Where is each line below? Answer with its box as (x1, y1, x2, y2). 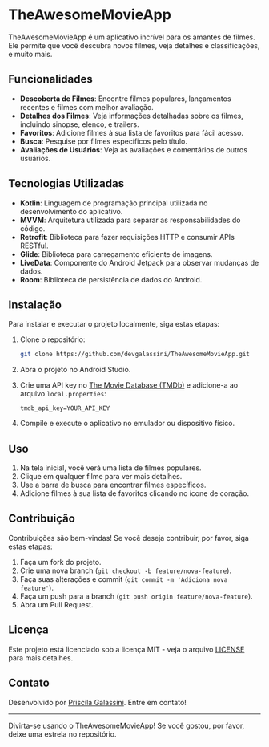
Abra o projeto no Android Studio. (19, 365, 131, 375)
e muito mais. (8, 49, 53, 59)
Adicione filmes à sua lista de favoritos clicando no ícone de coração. (19, 489, 250, 498)
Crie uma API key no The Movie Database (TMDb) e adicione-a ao (19, 380, 239, 390)
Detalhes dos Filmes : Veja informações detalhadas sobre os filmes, (19, 111, 244, 120)
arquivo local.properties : (19, 389, 106, 399)
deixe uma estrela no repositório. (8, 729, 118, 739)
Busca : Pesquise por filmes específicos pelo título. (19, 136, 188, 146)
